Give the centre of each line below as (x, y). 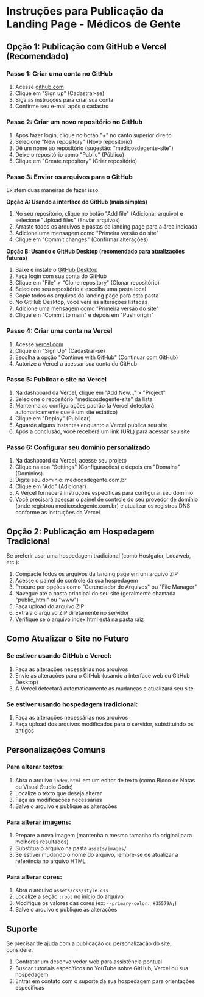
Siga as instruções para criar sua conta (64, 99)
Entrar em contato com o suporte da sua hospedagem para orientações (105, 981)
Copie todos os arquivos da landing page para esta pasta (87, 296)
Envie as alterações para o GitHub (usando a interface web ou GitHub (102, 675)
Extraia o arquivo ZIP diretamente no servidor (72, 613)
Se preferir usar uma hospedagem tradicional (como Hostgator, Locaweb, (99, 556)
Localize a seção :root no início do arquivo (69, 896)
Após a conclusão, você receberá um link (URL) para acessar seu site (103, 431)
